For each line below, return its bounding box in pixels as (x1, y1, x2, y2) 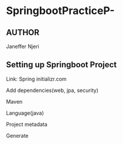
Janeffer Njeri (6, 43, 39, 50)
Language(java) (6, 109, 44, 116)
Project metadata (6, 121, 48, 128)
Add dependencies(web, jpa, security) (6, 87, 98, 94)
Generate (6, 132, 29, 139)
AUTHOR (6, 28, 40, 37)
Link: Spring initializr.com (6, 75, 67, 83)
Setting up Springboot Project (6, 60, 117, 70)
